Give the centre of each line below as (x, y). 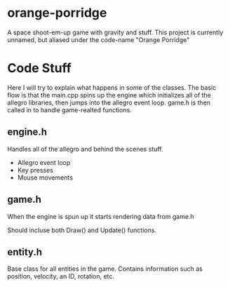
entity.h (25, 252)
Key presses (35, 170)
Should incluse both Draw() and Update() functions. (82, 230)
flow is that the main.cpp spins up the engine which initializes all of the (109, 95)
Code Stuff (39, 68)
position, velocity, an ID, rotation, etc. (61, 276)
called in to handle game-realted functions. (69, 109)
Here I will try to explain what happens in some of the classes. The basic (112, 87)
